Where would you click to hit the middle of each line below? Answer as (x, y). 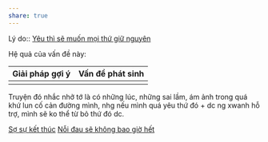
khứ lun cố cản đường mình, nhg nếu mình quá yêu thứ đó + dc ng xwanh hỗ (134, 105)
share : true (28, 16)
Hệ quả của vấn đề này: (47, 53)
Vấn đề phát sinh (112, 73)
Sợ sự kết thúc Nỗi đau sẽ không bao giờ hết (82, 129)
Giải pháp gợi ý (42, 73)
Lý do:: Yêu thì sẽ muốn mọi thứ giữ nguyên (80, 38)
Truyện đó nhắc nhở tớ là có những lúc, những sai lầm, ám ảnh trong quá (128, 97)
